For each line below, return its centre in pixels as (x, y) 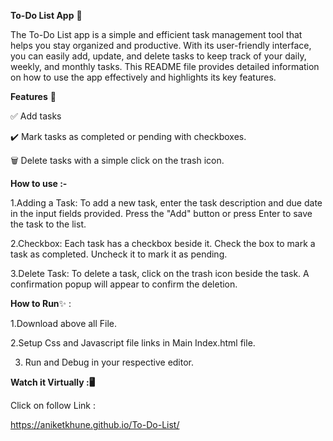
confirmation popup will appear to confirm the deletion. (124, 284)
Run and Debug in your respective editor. (109, 362)
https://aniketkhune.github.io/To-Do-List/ (95, 424)
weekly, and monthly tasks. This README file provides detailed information (165, 66)
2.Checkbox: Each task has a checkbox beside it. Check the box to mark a (163, 243)
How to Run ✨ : (41, 303)
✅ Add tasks (36, 116)
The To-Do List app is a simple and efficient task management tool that (156, 34)
